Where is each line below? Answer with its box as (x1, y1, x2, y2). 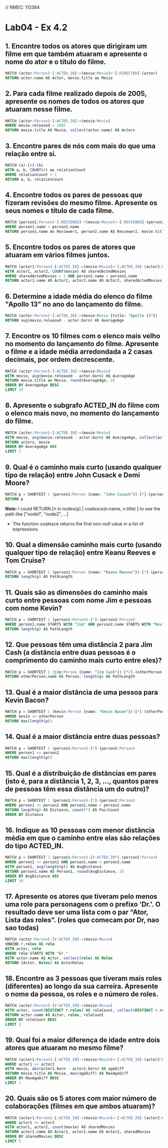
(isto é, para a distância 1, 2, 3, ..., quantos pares (5, 777, 159, 785)
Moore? (5, 478, 30, 487)
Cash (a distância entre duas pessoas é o (5, 648, 136, 657)
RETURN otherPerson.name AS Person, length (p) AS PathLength (5, 674, 135, 679)
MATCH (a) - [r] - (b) (5, 163, 43, 168)
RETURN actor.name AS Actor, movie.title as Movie (5, 75, 113, 80)
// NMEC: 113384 (5, 5, 40, 10)
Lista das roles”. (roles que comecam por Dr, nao (5, 915, 159, 924)
